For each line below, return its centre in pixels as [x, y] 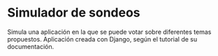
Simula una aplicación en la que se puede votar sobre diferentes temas [109, 32]
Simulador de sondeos [74, 13]
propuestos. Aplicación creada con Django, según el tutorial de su [102, 39]
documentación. [31, 46]
